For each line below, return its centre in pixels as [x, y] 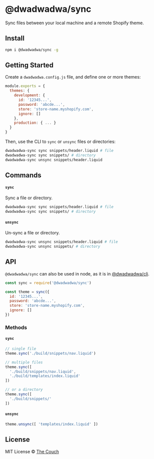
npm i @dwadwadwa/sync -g [32, 50]
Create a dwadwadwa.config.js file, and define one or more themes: [73, 77]
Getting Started [29, 65]
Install [15, 38]
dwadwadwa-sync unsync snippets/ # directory [53, 247]
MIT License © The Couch [32, 452]
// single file [21, 349]
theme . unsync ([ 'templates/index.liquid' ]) [52, 424]
